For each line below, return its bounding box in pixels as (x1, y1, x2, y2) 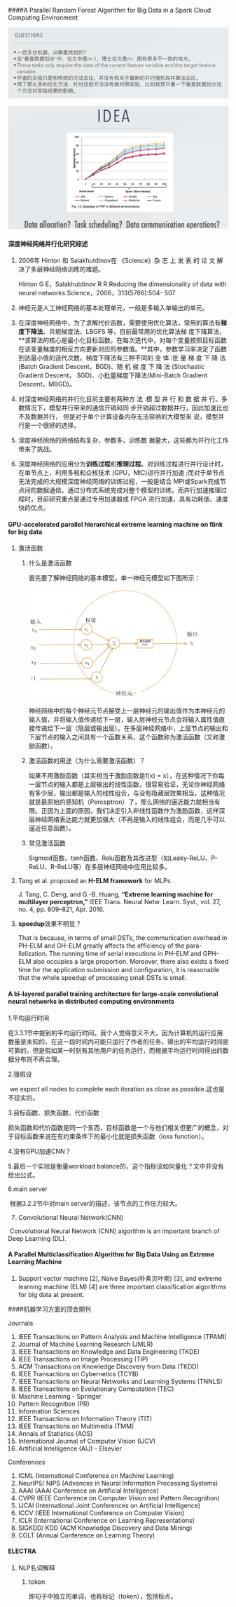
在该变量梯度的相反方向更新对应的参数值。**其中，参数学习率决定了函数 (18, 345, 227, 354)
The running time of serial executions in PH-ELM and (48, 950, 202, 958)
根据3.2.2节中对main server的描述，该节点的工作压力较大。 (9, 1199, 181, 1207)
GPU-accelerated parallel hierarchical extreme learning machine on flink (8, 520, 223, 528)
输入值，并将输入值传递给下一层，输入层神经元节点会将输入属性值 (28, 715, 219, 724)
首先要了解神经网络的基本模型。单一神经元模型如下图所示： (28, 574, 201, 582)
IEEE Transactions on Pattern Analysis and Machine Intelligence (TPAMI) (18, 1332, 227, 1340)
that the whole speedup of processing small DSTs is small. (18, 974, 187, 982)
